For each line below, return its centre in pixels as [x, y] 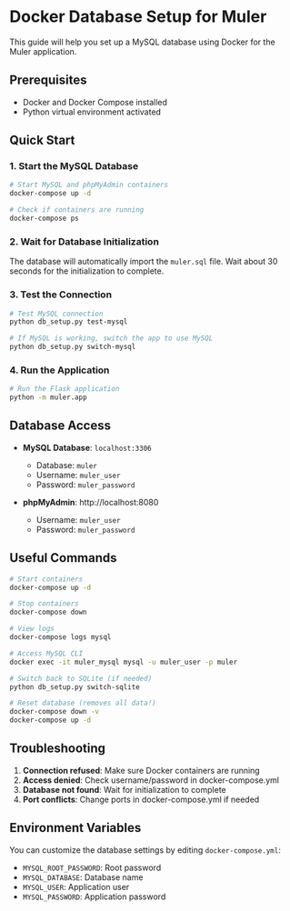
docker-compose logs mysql [60, 637]
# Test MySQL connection [56, 314]
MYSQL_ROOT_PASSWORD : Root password [92, 867]
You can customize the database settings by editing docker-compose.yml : [145, 850]
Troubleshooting [58, 749]
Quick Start [42, 140]
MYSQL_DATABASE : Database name [83, 877]
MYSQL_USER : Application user [76, 886]
